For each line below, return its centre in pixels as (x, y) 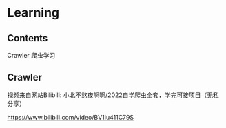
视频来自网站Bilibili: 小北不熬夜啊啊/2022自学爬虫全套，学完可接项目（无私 (113, 95)
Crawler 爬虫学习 (31, 55)
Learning (33, 13)
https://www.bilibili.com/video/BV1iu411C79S (71, 117)
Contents (28, 38)
